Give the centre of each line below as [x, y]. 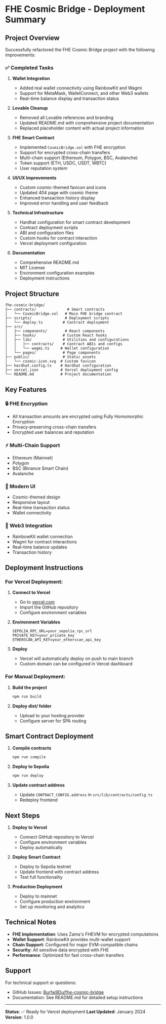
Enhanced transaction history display [57, 198]
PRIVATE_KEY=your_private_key [43, 636]
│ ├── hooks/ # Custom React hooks [56, 335]
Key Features [26, 389]
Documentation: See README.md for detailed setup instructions [78, 997]
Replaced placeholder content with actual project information [82, 128]
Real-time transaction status [41, 508]
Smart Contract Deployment [49, 736]
